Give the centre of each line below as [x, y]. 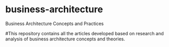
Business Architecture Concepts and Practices [54, 24]
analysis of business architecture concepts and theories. [65, 39]
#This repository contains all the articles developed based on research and [85, 33]
